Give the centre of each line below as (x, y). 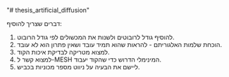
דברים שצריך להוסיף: (35, 23)
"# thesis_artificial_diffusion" (48, 10)
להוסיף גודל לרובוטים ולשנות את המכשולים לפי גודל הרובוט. (95, 37)
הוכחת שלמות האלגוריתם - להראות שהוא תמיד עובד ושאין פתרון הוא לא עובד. (119, 44)
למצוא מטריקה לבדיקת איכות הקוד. (63, 52)
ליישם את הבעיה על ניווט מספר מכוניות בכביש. (78, 67)
